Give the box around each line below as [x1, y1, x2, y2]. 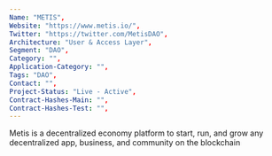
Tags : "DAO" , [9, 71, 58, 80]
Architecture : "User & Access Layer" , [9, 37, 152, 47]
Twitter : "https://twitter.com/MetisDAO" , [9, 29, 168, 38]
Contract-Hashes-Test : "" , [9, 104, 109, 113]
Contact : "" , [9, 79, 58, 88]
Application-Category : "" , [9, 63, 109, 72]
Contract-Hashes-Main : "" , [9, 95, 109, 105]
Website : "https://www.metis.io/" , [9, 21, 141, 30]
